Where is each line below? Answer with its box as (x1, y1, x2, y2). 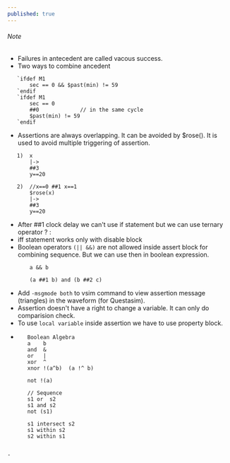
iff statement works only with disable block (17, 235, 143, 244)
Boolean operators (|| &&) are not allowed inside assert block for (17, 242, 208, 251)
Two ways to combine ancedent (17, 61, 111, 70)
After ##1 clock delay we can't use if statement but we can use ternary (17, 220, 224, 228)
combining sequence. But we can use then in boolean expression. (17, 250, 210, 259)
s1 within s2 (27, 426, 66, 433)
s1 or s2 (27, 395, 56, 403)
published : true (7, 10, 55, 18)
